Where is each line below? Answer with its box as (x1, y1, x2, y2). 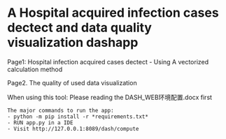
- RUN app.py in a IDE (7, 119, 73, 126)
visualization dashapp (7, 35, 139, 50)
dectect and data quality (7, 20, 153, 36)
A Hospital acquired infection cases (7, 5, 219, 21)
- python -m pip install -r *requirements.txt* (7, 113, 149, 120)
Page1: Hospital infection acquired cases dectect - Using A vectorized (7, 57, 209, 66)
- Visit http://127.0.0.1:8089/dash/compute (7, 125, 139, 132)
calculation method (7, 65, 63, 73)
